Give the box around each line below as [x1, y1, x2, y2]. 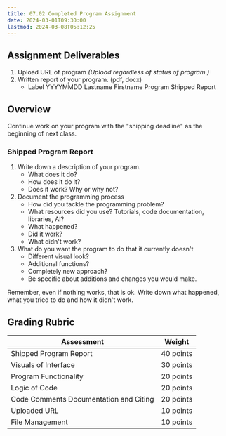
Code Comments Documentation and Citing [11, 395, 154, 404]
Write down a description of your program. [17, 163, 141, 171]
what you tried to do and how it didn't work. [7, 296, 133, 304]
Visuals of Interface [11, 360, 75, 370]
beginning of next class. [7, 129, 77, 138]
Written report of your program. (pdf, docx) [17, 75, 142, 84]
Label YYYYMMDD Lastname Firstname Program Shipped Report [27, 83, 216, 91]
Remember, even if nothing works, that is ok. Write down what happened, [7, 289, 220, 297]
